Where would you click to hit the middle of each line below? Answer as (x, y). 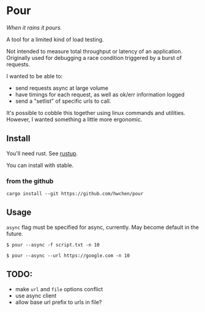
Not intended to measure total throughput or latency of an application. (95, 51)
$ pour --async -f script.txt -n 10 (53, 245)
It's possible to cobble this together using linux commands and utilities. (96, 113)
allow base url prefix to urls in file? (58, 302)
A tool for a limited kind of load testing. (55, 39)
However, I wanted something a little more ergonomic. (74, 119)
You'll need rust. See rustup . (42, 153)
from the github (30, 181)
